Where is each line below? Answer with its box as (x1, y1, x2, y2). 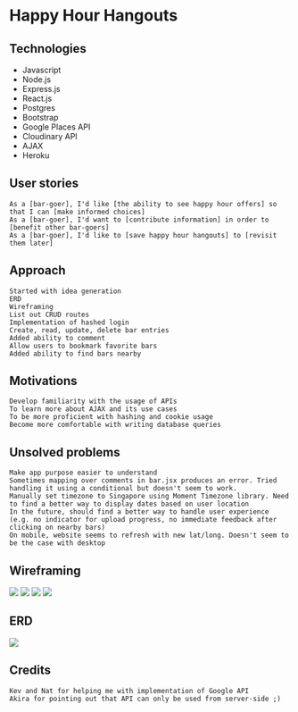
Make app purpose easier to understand (9, 468, 158, 478)
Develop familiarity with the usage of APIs (9, 397, 178, 406)
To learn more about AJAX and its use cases (9, 405, 178, 414)
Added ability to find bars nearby (9, 349, 142, 358)
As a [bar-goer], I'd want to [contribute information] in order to (9, 215, 269, 224)
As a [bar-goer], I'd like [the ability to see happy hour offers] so (9, 199, 277, 208)
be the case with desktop (9, 539, 105, 548)
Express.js (21, 84, 61, 94)
